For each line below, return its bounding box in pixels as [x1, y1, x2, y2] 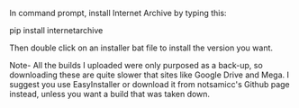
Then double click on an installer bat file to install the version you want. [9, 42, 273, 53]
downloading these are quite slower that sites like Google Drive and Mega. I [9, 69, 290, 80]
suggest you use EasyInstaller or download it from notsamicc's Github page [9, 79, 290, 89]
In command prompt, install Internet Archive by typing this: [9, 8, 227, 18]
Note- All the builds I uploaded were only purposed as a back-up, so [9, 60, 263, 70]
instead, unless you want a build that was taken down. [9, 89, 210, 99]
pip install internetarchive [9, 25, 104, 35]
